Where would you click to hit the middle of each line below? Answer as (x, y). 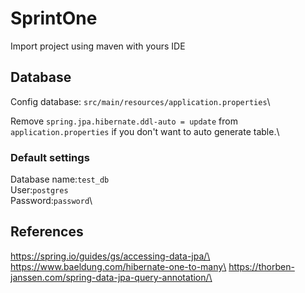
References (47, 232)
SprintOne (54, 18)
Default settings (50, 157)
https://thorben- (261, 266)
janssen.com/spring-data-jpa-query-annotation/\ (111, 277)
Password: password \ (51, 201)
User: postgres (39, 190)
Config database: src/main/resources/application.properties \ (140, 101)
